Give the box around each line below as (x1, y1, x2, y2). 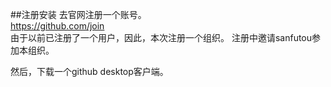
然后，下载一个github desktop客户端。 (10, 66, 169, 77)
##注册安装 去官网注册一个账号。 (10, 9, 147, 20)
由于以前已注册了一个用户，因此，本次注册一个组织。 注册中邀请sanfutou (10, 32, 313, 43)
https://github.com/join (10, 20, 105, 32)
